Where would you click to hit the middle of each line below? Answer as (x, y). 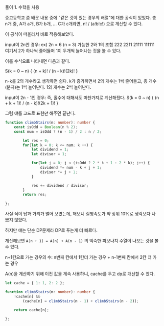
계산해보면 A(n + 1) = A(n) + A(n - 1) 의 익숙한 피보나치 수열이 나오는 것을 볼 (82, 241)
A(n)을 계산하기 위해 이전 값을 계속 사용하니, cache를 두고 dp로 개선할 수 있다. (80, 274)
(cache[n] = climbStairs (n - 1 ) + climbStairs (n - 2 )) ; (81, 301)
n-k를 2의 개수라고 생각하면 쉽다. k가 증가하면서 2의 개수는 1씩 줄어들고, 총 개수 (81, 81)
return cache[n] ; (32, 310)
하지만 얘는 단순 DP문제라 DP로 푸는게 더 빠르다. (51, 230)
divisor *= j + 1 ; (59, 172)
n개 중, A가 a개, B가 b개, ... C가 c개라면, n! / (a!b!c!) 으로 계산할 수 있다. (74, 24)
